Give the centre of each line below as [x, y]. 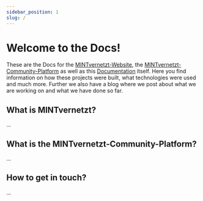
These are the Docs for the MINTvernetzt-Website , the [75, 65]
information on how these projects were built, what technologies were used [101, 78]
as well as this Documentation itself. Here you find [123, 71]
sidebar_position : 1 [33, 12]
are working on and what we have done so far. [65, 91]
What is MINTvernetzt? [51, 110]
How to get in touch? [46, 178]
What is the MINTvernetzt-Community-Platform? [102, 144]
